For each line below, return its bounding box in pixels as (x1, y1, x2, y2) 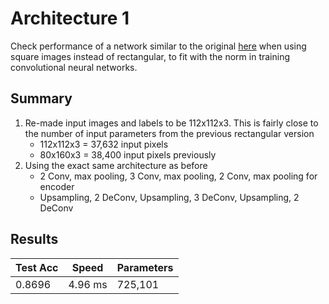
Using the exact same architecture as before (24, 159, 208, 171)
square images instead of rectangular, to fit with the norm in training (10, 50, 291, 62)
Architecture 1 (10, 7, 130, 30)
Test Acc (15, 260, 59, 274)
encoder (39, 180, 75, 192)
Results (10, 231, 59, 248)
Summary (10, 90, 73, 107)
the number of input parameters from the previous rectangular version (24, 127, 315, 139)
